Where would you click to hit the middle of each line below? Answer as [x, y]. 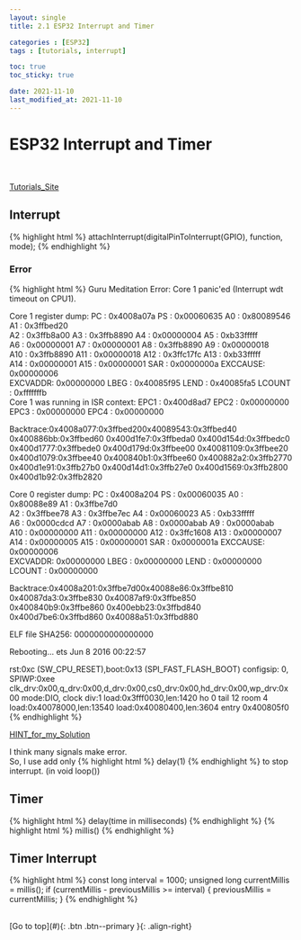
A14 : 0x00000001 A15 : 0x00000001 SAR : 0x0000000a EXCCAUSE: [137, 363]
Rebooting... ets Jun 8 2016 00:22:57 [78, 651]
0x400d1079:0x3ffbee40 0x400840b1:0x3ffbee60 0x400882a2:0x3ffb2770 [151, 457]
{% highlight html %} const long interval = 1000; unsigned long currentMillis [150, 880]
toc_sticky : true [42, 76]
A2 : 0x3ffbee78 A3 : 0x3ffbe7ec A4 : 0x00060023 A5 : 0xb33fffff [132, 513]
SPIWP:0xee [32, 678]
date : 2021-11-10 [42, 92]
